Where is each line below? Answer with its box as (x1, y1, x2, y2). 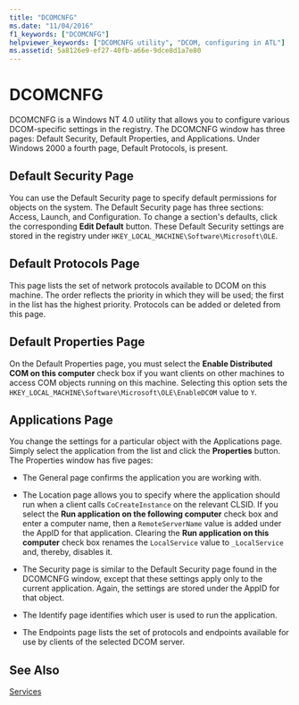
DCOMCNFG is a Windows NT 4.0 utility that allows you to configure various (9, 114, 290, 125)
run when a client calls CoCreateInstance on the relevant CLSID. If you (21, 499, 278, 510)
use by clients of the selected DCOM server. (21, 636, 186, 648)
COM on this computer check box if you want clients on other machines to (9, 367, 285, 378)
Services (9, 686, 42, 697)
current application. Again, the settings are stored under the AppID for (21, 583, 280, 594)
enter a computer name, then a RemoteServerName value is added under (21, 518, 282, 529)
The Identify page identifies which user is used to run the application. (21, 609, 278, 621)
